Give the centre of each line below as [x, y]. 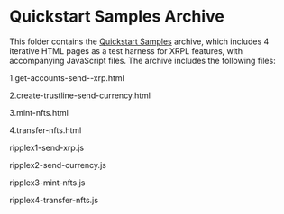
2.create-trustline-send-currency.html [80, 95]
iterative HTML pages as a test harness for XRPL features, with [126, 50]
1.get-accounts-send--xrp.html [67, 77]
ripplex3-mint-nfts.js [47, 183]
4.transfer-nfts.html [46, 130]
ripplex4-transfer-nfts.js [54, 200]
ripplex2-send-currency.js [58, 165]
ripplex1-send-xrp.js [46, 147]
